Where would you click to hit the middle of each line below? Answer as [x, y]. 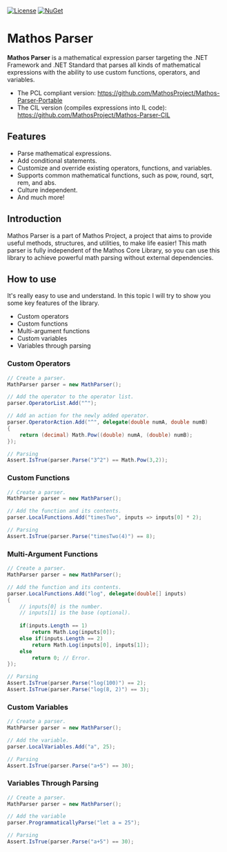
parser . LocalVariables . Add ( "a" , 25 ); [61, 746]
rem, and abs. [37, 182]
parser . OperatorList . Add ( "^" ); [52, 404]
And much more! [41, 197]
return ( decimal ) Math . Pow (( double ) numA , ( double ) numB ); [106, 435]
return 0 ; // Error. [61, 658]
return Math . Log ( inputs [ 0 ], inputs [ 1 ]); [91, 645]
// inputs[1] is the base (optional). [75, 613]
